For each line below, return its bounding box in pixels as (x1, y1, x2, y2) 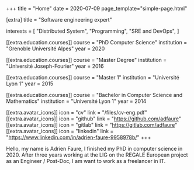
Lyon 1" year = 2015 (6, 80, 54, 87)
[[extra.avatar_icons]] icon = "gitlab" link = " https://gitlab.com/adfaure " (6, 122, 178, 128)
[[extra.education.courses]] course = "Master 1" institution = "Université (6, 74, 179, 81)
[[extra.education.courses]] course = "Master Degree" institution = (6, 57, 167, 63)
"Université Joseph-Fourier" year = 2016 (6, 63, 104, 70)
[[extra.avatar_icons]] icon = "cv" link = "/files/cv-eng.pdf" (6, 109, 148, 116)
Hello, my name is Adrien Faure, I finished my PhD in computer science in (6, 145, 183, 152)
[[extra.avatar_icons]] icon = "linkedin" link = (6, 128, 114, 134)
